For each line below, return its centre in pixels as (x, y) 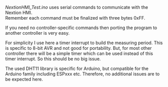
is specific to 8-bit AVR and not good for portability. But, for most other (78, 48)
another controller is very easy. (37, 33)
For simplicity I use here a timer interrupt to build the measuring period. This (84, 43)
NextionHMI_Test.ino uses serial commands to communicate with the (77, 7)
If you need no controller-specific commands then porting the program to (81, 28)
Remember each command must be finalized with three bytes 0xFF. (75, 18)
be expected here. (24, 79)
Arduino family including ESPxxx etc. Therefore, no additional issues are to (82, 74)
